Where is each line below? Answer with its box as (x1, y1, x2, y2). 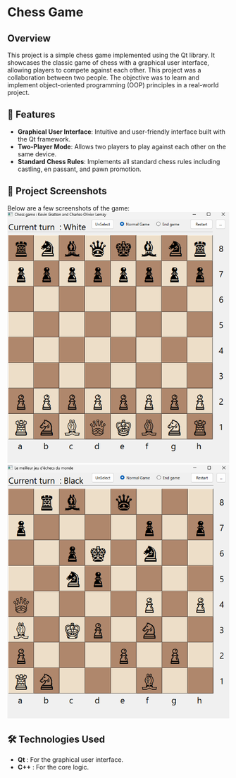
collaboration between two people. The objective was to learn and (7, 73, 199, 82)
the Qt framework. (17, 134, 71, 143)
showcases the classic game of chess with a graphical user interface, (7, 58, 210, 67)
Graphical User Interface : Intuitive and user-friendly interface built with (17, 127, 225, 136)
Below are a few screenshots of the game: (7, 203, 130, 212)
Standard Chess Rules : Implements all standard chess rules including (17, 157, 221, 165)
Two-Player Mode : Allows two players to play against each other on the (17, 142, 227, 151)
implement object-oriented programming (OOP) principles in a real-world (7, 81, 219, 89)
